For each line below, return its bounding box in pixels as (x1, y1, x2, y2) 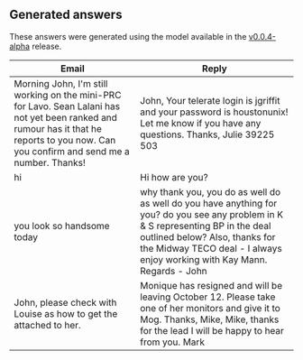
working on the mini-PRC (14, 88, 122, 101)
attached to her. (14, 318, 81, 331)
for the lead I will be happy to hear (139, 324, 284, 337)
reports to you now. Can (14, 134, 116, 146)
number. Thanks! (14, 156, 86, 169)
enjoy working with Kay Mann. (139, 253, 268, 265)
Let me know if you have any (139, 116, 262, 129)
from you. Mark (139, 336, 206, 348)
